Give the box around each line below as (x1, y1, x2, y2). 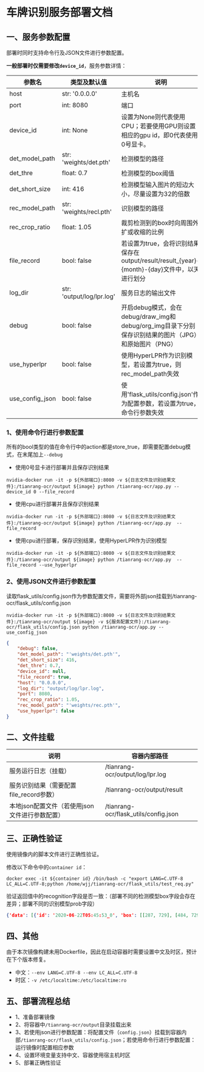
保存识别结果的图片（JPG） (121, 331, 200, 339)
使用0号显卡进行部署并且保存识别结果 (15, 464, 109, 471)
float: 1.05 (61, 223, 92, 231)
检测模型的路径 (121, 155, 164, 163)
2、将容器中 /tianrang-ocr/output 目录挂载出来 (15, 1021, 132, 1028)
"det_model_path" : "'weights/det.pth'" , (17, 651, 121, 657)
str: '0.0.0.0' (61, 90, 97, 98)
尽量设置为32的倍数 (133, 190, 190, 198)
